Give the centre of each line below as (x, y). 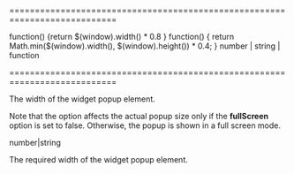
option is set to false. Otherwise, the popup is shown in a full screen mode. (145, 125)
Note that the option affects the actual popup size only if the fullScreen (139, 116)
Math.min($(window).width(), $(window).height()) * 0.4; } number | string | (145, 46)
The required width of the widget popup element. (98, 159)
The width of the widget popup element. (83, 99)
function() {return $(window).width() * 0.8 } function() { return (122, 37)
